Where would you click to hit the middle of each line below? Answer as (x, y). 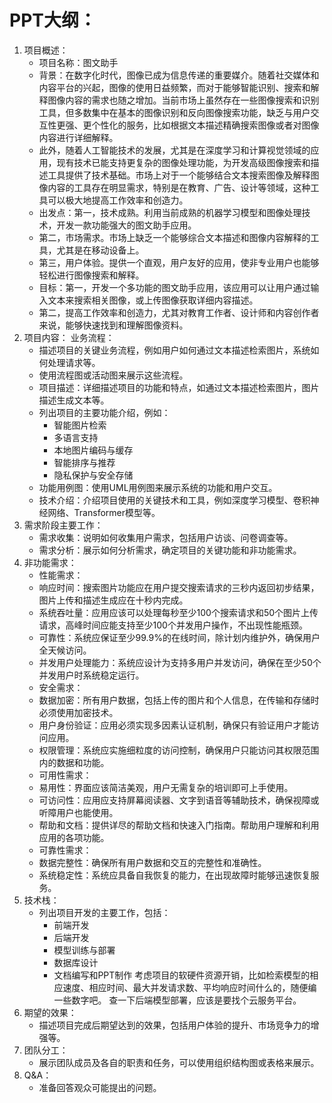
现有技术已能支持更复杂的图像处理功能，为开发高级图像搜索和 (183, 162)
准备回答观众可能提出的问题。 (100, 1087)
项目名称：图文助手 (78, 62)
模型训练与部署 (84, 950)
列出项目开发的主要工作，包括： (104, 912)
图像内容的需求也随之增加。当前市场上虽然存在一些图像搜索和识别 (183, 100)
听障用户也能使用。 (78, 812)
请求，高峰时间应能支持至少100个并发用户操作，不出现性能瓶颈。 (173, 625)
